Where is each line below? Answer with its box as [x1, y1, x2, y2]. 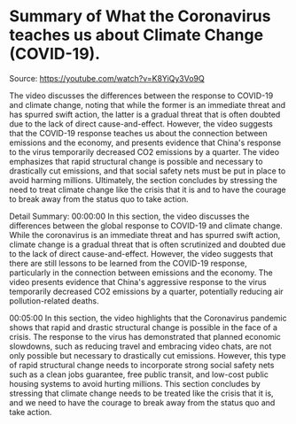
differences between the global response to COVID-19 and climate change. [9, 220, 284, 231]
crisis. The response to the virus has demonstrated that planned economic [9, 331, 282, 342]
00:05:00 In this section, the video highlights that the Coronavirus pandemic [9, 312, 287, 323]
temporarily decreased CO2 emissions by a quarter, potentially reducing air [9, 286, 284, 297]
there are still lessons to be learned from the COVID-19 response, [9, 258, 247, 268]
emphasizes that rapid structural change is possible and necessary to [9, 156, 263, 166]
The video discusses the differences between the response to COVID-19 [9, 90, 274, 101]
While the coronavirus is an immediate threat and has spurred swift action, [9, 229, 281, 240]
